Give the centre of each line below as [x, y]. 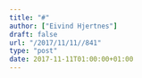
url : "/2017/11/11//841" [55, 43]
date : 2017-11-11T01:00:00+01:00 [71, 59]
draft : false [33, 34]
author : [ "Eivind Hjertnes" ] [63, 26]
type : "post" [33, 51]
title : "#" [29, 17]
